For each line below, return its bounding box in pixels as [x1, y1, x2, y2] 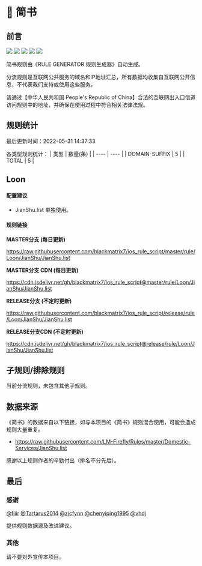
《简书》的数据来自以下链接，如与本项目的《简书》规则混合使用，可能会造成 [6, 418, 196, 426]
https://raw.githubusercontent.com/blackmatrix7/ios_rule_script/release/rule [6, 309, 195, 316]
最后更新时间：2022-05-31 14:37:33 [6, 137, 96, 145]
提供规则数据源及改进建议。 [6, 522, 75, 529]
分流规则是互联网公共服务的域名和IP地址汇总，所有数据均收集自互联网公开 [6, 73, 191, 80]
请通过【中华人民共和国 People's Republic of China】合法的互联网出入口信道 [6, 94, 196, 101]
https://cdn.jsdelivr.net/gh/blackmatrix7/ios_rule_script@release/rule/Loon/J [6, 340, 195, 347]
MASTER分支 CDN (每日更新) [6, 266, 79, 274]
